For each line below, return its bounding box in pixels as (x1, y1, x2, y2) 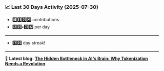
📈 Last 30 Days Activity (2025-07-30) (5, 3, 99, 10)
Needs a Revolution (5, 61, 45, 67)
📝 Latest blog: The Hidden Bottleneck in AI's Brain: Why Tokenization (5, 56, 148, 61)
